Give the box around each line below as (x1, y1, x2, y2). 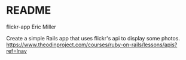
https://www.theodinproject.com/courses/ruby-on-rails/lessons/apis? (6, 41, 178, 48)
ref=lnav (6, 47, 27, 54)
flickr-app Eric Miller (6, 23, 57, 30)
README (6, 4, 51, 17)
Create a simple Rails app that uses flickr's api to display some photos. (6, 34, 181, 42)
